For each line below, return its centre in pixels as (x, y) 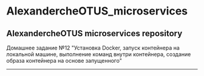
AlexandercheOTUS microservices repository (94, 33)
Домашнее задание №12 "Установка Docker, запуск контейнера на (93, 48)
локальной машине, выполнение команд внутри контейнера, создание (99, 54)
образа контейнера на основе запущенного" (64, 61)
